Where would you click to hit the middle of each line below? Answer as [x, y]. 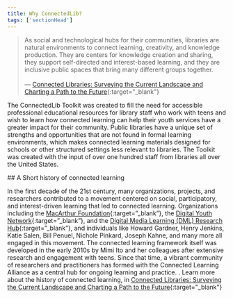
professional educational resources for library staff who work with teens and [116, 113]
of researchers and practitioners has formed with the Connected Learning [113, 265]
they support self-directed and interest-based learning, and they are [122, 62]
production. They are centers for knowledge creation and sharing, [119, 55]
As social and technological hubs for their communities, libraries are [122, 40]
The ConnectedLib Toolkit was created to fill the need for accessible [105, 105]
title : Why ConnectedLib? [45, 14]
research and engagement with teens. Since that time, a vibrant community [115, 257]
